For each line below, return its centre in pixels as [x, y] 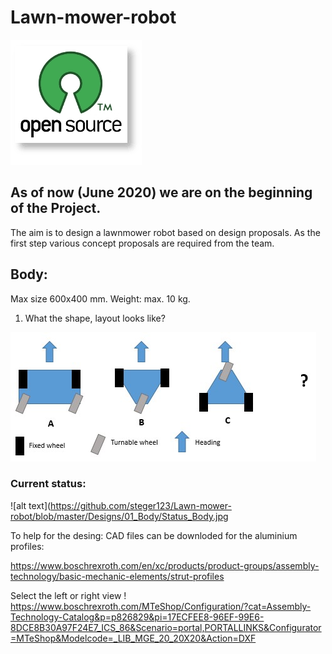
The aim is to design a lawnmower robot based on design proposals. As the [165, 232]
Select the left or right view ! [68, 595]
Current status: [48, 484]
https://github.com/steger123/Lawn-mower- [141, 505]
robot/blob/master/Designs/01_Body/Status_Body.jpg [119, 516]
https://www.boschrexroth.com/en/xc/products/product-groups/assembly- [165, 565]
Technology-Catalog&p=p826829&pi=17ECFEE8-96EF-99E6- [137, 617]
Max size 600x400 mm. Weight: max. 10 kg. [100, 298]
